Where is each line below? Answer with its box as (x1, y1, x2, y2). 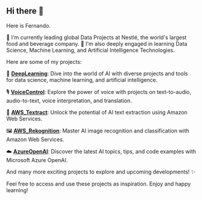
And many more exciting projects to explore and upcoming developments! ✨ (6, 168, 196, 175)
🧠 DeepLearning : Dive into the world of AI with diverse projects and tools (6, 70, 188, 77)
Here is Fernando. (6, 22, 51, 29)
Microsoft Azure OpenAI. (6, 156, 68, 163)
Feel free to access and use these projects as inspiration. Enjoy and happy (6, 180, 191, 187)
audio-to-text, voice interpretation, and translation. (6, 97, 133, 104)
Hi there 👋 (6, 6, 44, 16)
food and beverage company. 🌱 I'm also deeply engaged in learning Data (6, 40, 188, 47)
